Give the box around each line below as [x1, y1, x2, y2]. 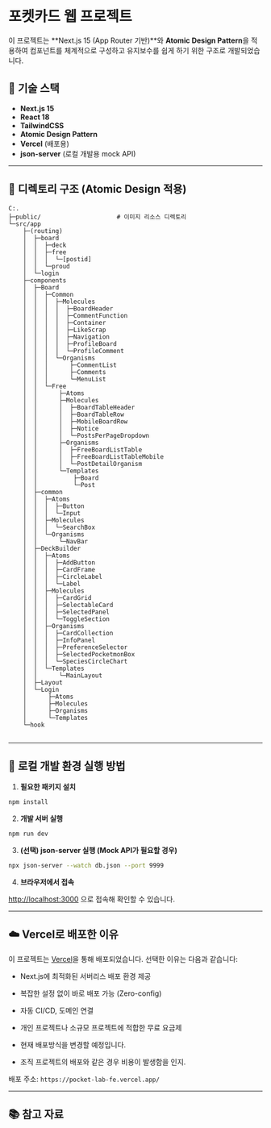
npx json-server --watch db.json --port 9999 [8, 862, 164, 870]
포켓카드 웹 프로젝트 [8, 7, 133, 26]
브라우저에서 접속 [19, 877, 75, 887]
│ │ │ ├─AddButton [23, 558, 95, 567]
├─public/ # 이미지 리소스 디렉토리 [8, 213, 187, 221]
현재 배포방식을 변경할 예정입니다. [19, 1039, 127, 1049]
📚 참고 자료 [8, 1108, 65, 1122]
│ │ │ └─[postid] [23, 255, 92, 263]
